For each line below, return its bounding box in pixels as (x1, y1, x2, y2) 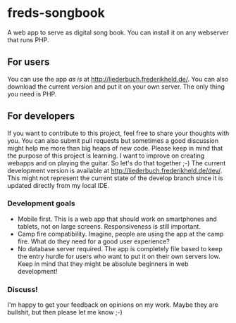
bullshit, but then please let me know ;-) (7, 308, 123, 317)
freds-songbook (7, 5, 106, 21)
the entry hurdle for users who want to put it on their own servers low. (17, 252, 221, 260)
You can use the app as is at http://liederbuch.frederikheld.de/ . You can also (7, 75, 229, 83)
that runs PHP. (7, 35, 49, 44)
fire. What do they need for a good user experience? (17, 237, 170, 246)
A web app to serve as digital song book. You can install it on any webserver (7, 28, 229, 37)
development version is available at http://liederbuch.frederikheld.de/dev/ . (7, 166, 223, 175)
